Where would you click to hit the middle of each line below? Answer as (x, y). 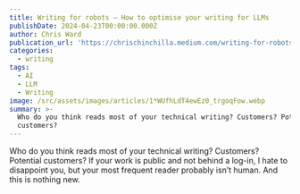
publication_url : (42, 42)
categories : (31, 51)
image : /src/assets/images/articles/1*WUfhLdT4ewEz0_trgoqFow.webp (137, 101)
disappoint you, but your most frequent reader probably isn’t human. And (144, 170)
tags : (19, 68)
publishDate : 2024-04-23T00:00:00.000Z (83, 26)
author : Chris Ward (46, 34)
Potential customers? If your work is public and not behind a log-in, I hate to (149, 160)
